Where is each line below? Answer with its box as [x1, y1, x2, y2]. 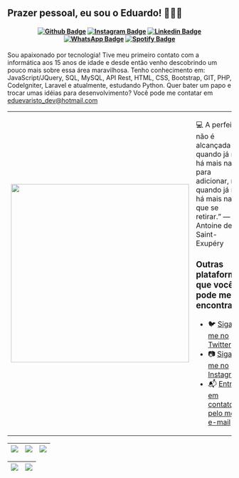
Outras [196, 258, 224, 270]
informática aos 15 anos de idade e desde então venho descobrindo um [7, 58, 218, 66]
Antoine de [196, 220, 233, 230]
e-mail [208, 417, 231, 427]
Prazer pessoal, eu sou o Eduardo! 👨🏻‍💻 [7, 7, 183, 19]
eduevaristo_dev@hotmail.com [7, 96, 98, 104]
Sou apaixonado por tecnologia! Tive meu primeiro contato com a [7, 51, 199, 59]
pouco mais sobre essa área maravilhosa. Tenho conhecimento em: [7, 66, 206, 74]
